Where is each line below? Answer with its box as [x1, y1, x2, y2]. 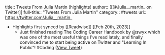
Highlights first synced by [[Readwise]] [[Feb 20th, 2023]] [12, 24, 131, 30]
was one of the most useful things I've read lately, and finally [19, 34, 143, 40]
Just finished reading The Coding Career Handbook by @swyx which [19, 29, 161, 35]
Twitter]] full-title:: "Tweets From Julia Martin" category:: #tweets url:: [5, 9, 147, 15]
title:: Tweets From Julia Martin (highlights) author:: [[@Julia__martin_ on [5, 4, 152, 10]
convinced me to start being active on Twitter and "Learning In [19, 39, 147, 45]
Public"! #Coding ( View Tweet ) [19, 45, 82, 50]
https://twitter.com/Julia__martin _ [5, 15, 72, 20]
